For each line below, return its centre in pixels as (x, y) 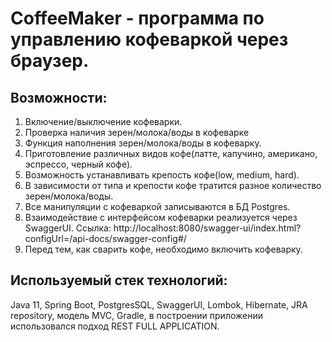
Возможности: (59, 97)
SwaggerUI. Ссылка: (68, 228)
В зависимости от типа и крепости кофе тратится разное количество (173, 185)
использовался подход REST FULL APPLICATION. (115, 326)
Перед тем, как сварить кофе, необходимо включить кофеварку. (163, 249)
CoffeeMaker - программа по (137, 18)
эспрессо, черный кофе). (78, 164)
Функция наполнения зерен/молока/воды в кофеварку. (143, 143)
